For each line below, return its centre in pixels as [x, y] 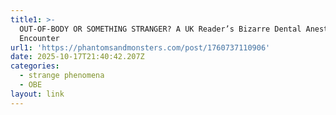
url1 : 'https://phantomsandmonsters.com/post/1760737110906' [140, 47]
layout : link [37, 94]
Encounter [39, 38]
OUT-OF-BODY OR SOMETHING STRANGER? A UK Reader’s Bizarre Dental [160, 29]
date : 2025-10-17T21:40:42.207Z [77, 57]
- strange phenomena [62, 76]
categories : [35, 66]
